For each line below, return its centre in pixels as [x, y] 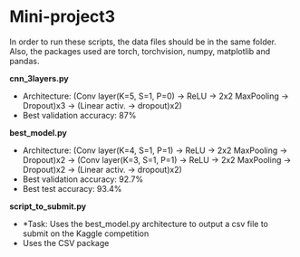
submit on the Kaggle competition [86, 233]
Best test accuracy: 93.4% [72, 188]
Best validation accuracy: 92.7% [83, 179]
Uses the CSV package [66, 243]
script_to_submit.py [48, 206]
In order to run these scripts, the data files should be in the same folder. [143, 42]
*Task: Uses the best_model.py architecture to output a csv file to [145, 224]
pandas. [24, 61]
